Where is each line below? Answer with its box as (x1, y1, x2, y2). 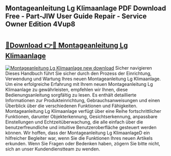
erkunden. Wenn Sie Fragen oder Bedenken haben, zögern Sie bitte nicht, (5, 141, 161, 146)
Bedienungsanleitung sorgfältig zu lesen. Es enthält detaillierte (5, 92, 137, 98)
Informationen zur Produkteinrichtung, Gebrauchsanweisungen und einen (5, 98, 160, 103)
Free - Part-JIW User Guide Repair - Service (5, 12, 147, 21)
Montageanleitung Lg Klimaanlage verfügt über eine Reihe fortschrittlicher (5, 108, 162, 114)
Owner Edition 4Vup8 (5, 20, 76, 28)
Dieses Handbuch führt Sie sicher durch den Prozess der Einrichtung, (5, 71, 152, 76)
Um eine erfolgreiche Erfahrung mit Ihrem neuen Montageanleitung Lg (5, 81, 153, 87)
